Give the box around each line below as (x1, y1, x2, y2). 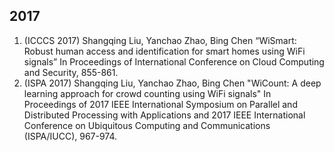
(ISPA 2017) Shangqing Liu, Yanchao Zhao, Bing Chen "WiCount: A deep (23, 77, 322, 89)
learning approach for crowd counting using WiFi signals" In (23, 87, 272, 99)
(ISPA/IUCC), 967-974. (23, 130, 118, 142)
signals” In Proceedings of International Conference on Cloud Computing (23, 55, 325, 68)
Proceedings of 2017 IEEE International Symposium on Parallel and (23, 98, 298, 110)
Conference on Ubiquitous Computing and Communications (23, 119, 271, 131)
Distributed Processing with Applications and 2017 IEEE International (23, 109, 306, 121)
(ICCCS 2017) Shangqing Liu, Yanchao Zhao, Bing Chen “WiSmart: (23, 34, 297, 46)
